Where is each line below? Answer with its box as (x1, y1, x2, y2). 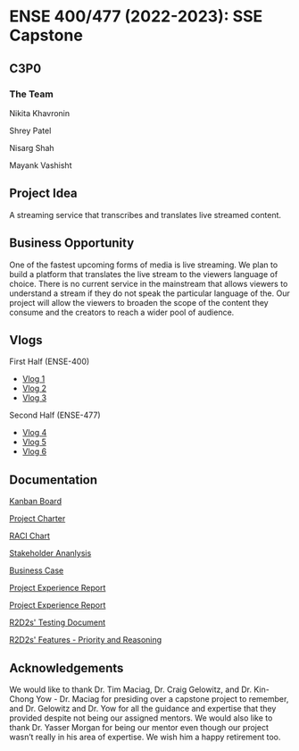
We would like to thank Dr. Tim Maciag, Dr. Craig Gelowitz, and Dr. (9, 684, 253, 695)
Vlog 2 (21, 383, 47, 394)
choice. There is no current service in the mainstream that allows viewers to (9, 278, 288, 289)
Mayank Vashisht (9, 159, 72, 171)
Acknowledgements (9, 660, 124, 676)
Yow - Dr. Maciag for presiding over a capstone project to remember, (35, 693, 289, 704)
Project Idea (9, 186, 78, 201)
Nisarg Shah (9, 142, 55, 153)
